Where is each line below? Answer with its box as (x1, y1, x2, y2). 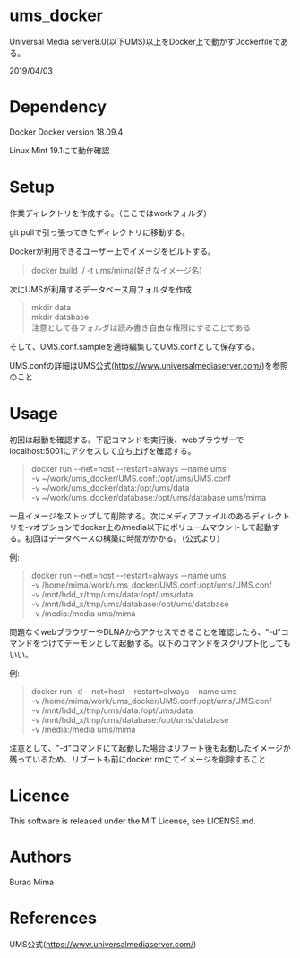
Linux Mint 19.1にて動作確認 (9, 144, 110, 155)
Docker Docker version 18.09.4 (9, 126, 124, 137)
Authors (9, 847, 72, 867)
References (9, 908, 97, 928)
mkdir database (30, 311, 90, 322)
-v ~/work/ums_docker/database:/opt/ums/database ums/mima (30, 492, 267, 502)
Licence (9, 786, 70, 806)
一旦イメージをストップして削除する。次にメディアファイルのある (9, 510, 253, 521)
